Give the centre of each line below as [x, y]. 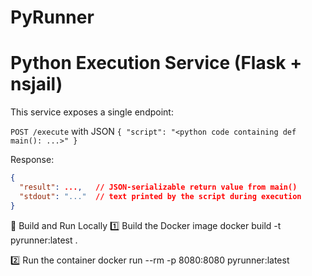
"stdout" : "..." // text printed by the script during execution [160, 196]
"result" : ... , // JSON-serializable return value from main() [158, 187]
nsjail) [36, 84]
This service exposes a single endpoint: [92, 112]
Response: [32, 160]
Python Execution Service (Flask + [156, 63]
